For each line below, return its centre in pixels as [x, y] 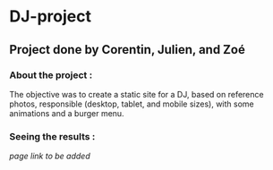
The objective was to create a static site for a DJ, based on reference [136, 94]
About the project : [51, 75]
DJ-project [51, 17]
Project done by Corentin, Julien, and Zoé [128, 50]
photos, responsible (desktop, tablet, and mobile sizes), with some [132, 104]
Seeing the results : [52, 136]
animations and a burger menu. [67, 113]
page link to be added [50, 156]
